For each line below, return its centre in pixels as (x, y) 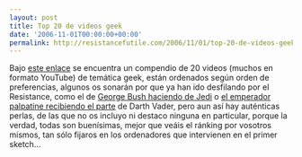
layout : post (34, 17)
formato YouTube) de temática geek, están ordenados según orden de (139, 78)
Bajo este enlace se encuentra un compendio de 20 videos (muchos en (142, 68)
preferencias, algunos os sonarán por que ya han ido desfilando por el (139, 87)
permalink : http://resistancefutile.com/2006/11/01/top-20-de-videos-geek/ (154, 43)
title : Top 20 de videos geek (66, 26)
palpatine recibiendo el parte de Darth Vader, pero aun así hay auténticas (145, 106)
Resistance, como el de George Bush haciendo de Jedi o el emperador (140, 97)
